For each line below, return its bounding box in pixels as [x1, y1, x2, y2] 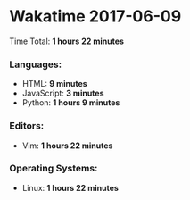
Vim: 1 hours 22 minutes [21, 140, 113, 151]
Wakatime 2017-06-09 [9, 6, 182, 27]
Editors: [9, 120, 45, 132]
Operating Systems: [9, 162, 98, 175]
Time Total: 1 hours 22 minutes [9, 36, 125, 46]
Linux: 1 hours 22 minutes [21, 182, 119, 193]
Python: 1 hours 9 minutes [21, 97, 120, 108]
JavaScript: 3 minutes [21, 87, 104, 99]
